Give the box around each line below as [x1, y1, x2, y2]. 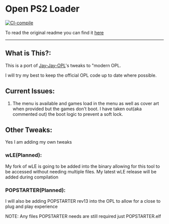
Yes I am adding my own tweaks [5, 139, 72, 145]
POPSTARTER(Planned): [5, 187, 66, 194]
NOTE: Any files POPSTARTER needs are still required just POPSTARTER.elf [5, 213, 161, 219]
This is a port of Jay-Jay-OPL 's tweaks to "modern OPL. [5, 62, 122, 68]
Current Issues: [5, 87, 55, 96]
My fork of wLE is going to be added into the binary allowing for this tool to [5, 163, 160, 169]
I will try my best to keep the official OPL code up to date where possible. [5, 72, 157, 78]
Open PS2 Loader [5, 3, 79, 15]
